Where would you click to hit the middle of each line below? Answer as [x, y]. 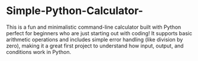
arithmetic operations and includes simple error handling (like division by [95, 39]
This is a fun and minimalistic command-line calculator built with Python [94, 27]
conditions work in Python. [39, 52]
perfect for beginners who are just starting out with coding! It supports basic [99, 33]
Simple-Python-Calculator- [75, 11]
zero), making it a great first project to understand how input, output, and [95, 46]
